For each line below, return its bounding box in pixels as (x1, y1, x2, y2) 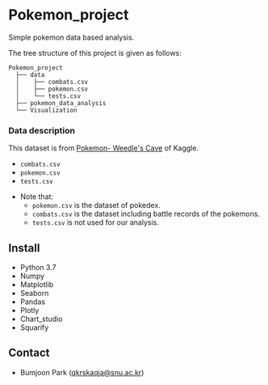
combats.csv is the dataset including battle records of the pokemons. (31, 209, 261, 219)
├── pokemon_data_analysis (15, 99, 107, 107)
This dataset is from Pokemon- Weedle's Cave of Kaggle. (8, 143, 199, 153)
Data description (8, 125, 75, 136)
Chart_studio (19, 314, 63, 324)
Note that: (19, 192, 54, 201)
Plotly (19, 306, 40, 315)
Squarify (19, 323, 49, 332)
